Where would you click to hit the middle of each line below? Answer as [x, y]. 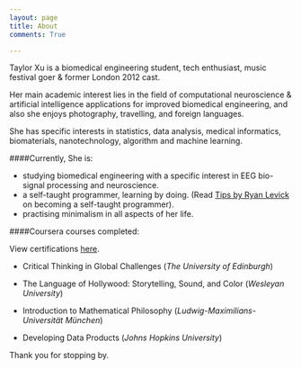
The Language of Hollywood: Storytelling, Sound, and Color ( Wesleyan [153, 283]
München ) [84, 320]
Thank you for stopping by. [59, 355]
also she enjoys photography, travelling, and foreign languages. [127, 114]
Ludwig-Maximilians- [216, 310]
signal [33, 185]
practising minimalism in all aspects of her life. [108, 214]
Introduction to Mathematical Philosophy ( [100, 310]
